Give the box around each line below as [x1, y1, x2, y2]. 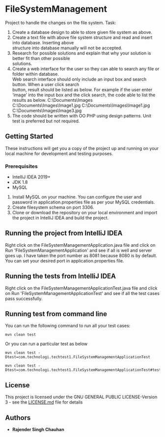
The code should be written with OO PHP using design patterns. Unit [12, 113, 151, 118]
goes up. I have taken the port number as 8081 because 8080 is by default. [5, 252, 157, 259]
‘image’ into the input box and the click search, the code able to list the [12, 92, 156, 98]
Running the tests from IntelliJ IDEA [5, 272, 116, 281]
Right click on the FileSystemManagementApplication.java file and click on [5, 242, 156, 248]
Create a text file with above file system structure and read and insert [12, 34, 153, 40]
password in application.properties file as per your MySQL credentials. [12, 199, 155, 205]
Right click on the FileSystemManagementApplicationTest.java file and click [5, 285, 158, 291]
